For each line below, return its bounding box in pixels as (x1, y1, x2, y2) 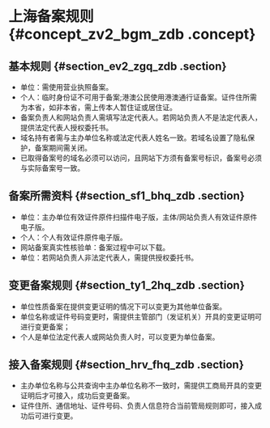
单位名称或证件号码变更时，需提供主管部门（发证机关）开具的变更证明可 (19, 311, 262, 321)
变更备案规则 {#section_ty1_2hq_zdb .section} (8, 278, 246, 292)
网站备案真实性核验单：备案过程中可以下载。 (19, 242, 170, 252)
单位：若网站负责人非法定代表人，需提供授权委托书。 (19, 252, 199, 262)
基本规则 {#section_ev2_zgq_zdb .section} (8, 59, 227, 73)
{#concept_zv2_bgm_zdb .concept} (8, 25, 256, 44)
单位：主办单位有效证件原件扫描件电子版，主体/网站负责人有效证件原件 (19, 212, 258, 222)
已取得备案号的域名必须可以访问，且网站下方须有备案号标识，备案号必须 (19, 153, 262, 163)
